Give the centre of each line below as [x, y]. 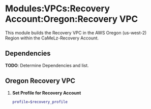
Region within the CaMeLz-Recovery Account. [52, 38]
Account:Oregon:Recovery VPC [72, 19]
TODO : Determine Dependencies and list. [47, 65]
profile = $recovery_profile [40, 102]
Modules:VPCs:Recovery [58, 9]
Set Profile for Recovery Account [46, 93]
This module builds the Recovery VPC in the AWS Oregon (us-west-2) [76, 33]
